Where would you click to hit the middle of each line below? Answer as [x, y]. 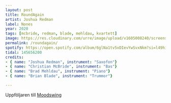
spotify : [15, 48]
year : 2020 [17, 29]
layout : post [19, 10]
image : [12, 39]
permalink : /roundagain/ [32, 43]
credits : [15, 57]
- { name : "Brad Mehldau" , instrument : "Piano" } [58, 72]
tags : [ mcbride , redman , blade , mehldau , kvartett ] [61, 33]
